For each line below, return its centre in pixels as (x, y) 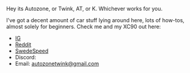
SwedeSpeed (32, 51)
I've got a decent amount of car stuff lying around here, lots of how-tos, (96, 20)
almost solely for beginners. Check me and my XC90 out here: (84, 27)
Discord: (25, 57)
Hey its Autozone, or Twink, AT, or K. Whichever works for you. (84, 9)
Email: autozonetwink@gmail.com (57, 63)
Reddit (23, 45)
